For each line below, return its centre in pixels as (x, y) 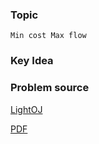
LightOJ (26, 109)
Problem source (50, 88)
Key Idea (32, 61)
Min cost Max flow (48, 36)
